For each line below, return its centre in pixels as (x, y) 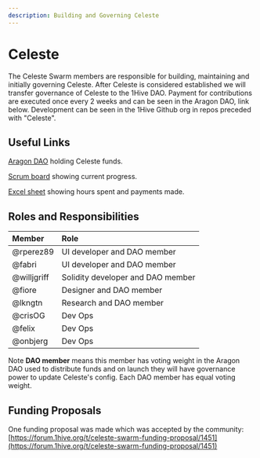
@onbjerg (30, 341)
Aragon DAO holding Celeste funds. (65, 161)
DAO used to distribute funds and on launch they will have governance (122, 369)
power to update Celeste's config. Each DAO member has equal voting (122, 377)
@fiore (24, 290)
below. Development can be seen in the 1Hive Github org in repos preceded (130, 109)
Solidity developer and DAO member (128, 277)
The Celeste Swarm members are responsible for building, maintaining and (129, 76)
